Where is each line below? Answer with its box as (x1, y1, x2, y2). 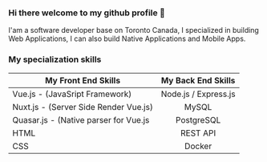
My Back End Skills (160, 75, 236, 86)
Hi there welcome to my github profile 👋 (8, 7, 166, 18)
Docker (184, 140, 212, 152)
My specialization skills (8, 54, 102, 65)
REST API (180, 128, 216, 139)
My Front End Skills (45, 75, 121, 86)
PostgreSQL (175, 114, 221, 125)
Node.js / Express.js (160, 88, 236, 99)
